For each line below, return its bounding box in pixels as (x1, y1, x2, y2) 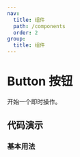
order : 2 (13, 29, 38, 36)
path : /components (13, 23, 66, 29)
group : (7, 36, 26, 43)
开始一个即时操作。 (7, 97, 62, 106)
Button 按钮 (7, 73, 73, 89)
